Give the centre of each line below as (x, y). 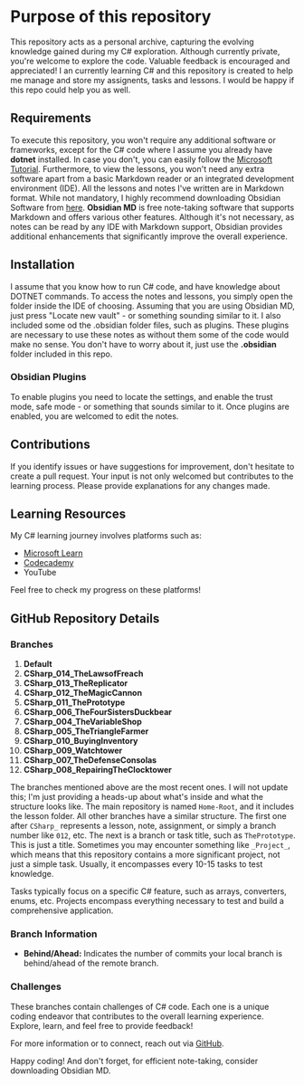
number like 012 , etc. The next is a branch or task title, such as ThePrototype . (153, 835)
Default (38, 664)
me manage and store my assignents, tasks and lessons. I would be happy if (152, 80)
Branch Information (54, 934)
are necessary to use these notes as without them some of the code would (150, 334)
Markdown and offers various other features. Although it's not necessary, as (152, 217)
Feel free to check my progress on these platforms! (106, 590)
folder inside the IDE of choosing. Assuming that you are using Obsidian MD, (152, 306)
